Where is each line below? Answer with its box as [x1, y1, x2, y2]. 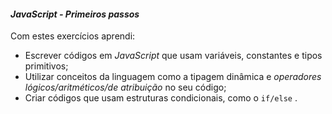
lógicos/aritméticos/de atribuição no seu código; [24, 81, 227, 94]
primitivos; [24, 60, 69, 72]
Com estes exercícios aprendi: [10, 30, 136, 42]
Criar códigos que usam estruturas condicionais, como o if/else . [24, 92, 298, 104]
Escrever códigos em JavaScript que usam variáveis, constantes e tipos [24, 50, 323, 62]
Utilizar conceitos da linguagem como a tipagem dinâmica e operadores [24, 71, 322, 83]
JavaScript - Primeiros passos [10, 8, 140, 20]
